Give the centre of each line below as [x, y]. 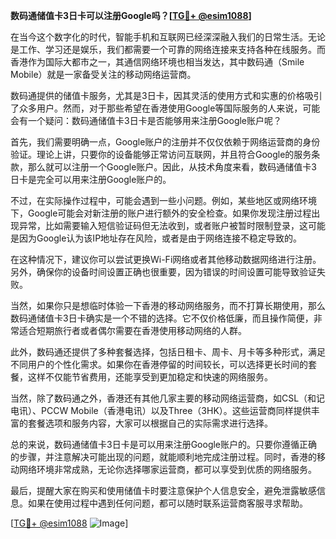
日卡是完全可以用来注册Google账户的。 [91, 179]
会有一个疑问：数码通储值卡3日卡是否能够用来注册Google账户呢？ [146, 120]
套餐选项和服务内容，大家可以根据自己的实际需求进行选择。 [150, 423]
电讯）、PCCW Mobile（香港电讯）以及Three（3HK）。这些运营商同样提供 [161, 410]
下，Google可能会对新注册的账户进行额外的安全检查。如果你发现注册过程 [161, 213]
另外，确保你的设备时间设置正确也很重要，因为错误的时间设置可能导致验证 [163, 272]
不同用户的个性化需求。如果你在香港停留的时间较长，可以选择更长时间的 [159, 364]
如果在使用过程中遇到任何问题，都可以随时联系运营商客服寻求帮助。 [167, 503]
